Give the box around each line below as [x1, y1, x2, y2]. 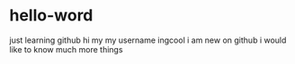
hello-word [9, 5, 94, 26]
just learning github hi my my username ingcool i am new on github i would [9, 35, 287, 45]
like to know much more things [9, 44, 123, 54]
